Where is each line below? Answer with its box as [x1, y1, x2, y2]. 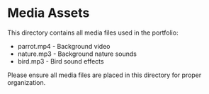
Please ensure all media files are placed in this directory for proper [7, 71, 202, 79]
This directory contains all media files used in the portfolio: [7, 28, 179, 37]
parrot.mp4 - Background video [17, 42, 111, 50]
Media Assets [7, 5, 90, 21]
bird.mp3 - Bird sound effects [17, 57, 104, 65]
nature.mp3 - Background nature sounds [17, 49, 137, 58]
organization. [7, 78, 46, 86]
